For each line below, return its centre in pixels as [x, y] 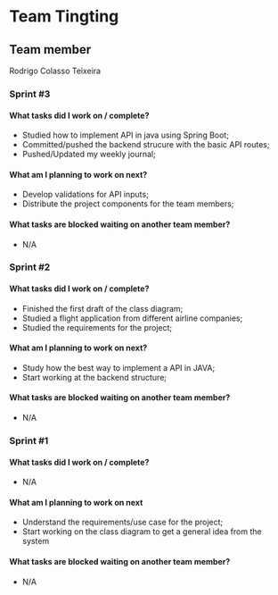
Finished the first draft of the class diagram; [102, 308]
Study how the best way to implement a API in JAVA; [119, 367]
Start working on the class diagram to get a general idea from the [142, 532]
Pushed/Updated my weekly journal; [89, 155]
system [36, 541]
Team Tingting [64, 17]
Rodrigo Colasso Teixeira [55, 71]
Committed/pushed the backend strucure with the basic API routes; [146, 145]
